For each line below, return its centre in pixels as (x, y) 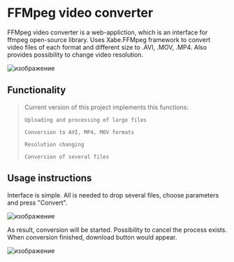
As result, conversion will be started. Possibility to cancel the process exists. (117, 230)
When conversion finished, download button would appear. (92, 237)
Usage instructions (50, 178)
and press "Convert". (37, 202)
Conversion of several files (67, 157)
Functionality (37, 90)
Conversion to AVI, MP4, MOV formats (79, 132)
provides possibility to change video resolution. (75, 55)
